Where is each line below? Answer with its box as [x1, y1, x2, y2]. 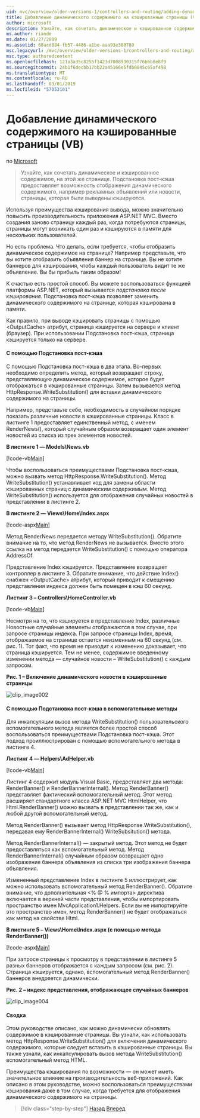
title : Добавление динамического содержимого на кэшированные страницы [6, 14, 187, 20]
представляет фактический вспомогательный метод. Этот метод [6, 791, 173, 798]
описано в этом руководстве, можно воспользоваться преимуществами [6, 1081, 192, 1088]
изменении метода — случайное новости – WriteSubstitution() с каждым [6, 656, 190, 663]
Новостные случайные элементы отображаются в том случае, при [6, 624, 177, 631]
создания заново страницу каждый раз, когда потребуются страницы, [6, 219, 186, 226]
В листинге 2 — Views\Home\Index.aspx [6, 510, 110, 517]
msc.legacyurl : [6, 48, 44, 54]
